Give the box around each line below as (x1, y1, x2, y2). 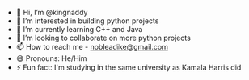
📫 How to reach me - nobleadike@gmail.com (15, 42, 168, 51)
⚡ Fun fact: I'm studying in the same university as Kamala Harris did (15, 62, 242, 72)
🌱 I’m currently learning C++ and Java (15, 25, 143, 34)
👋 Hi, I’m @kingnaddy (15, 8, 88, 17)
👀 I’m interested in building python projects (15, 16, 159, 26)
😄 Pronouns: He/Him (15, 54, 87, 63)
